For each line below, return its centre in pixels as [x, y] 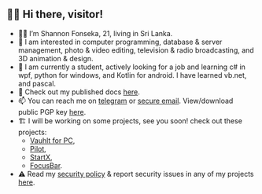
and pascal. [37, 83]
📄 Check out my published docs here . [79, 92]
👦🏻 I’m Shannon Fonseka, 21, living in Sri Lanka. [95, 33]
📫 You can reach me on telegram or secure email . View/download [125, 101]
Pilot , [38, 148]
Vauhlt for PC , [52, 140]
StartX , [41, 157]
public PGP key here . [52, 112]
